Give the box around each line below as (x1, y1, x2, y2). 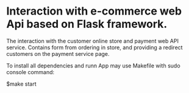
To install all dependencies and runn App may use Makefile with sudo (6, 62, 181, 69)
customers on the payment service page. (6, 50, 110, 57)
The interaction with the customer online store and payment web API (6, 37, 179, 44)
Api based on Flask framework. (6, 17, 168, 31)
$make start (6, 80, 37, 88)
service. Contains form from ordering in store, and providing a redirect (6, 44, 183, 51)
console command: (6, 68, 55, 75)
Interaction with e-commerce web (6, 4, 182, 18)
